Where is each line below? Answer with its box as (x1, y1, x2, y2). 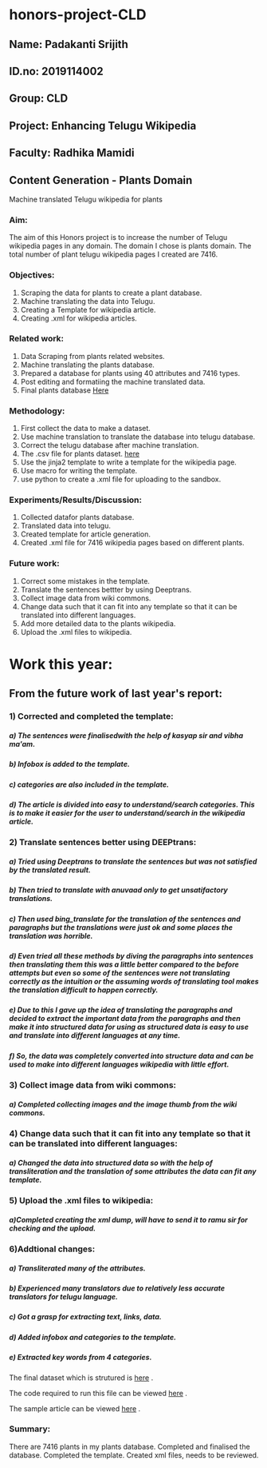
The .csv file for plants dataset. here (20, 449, 140, 459)
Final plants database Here (20, 385, 109, 395)
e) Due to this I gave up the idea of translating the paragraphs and (9, 1005, 233, 1015)
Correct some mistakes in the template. (20, 576, 151, 585)
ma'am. (9, 739, 36, 748)
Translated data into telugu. (20, 521, 111, 531)
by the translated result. (9, 865, 91, 875)
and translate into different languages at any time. (9, 1031, 181, 1040)
